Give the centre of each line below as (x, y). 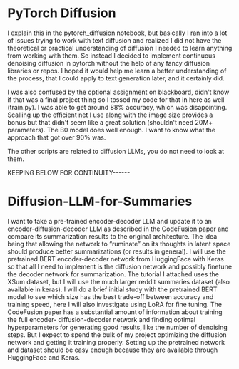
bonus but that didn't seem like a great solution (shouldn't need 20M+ (110, 122)
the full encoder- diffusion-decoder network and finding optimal (102, 319)
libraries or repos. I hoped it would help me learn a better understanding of (117, 71)
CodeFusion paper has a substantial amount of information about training (115, 312)
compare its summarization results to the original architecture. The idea (112, 236)
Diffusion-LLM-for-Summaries (100, 202)
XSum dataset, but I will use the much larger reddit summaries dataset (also (119, 281)
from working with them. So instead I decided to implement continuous (112, 56)
